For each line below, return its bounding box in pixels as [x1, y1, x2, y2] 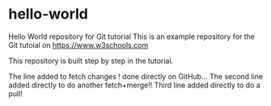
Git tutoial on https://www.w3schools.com [8, 40, 149, 49]
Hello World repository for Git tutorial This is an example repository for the [8, 32, 256, 41]
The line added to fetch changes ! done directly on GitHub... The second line [8, 71, 264, 81]
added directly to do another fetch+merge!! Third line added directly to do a [8, 80, 260, 90]
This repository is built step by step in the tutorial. [8, 56, 174, 66]
